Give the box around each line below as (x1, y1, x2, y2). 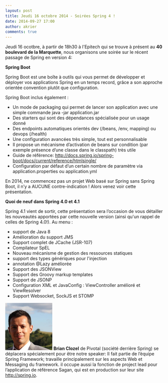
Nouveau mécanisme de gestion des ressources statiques (12, 250, 133, 256)
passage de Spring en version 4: (5, 54, 73, 60)
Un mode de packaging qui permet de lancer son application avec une (12, 104, 158, 110)
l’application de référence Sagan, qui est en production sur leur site (5, 367, 144, 373)
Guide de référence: (12, 152, 54, 159)
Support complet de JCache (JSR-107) (12, 240, 93, 246)
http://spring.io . (5, 372, 38, 378)
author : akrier (5, 24, 37, 29)
